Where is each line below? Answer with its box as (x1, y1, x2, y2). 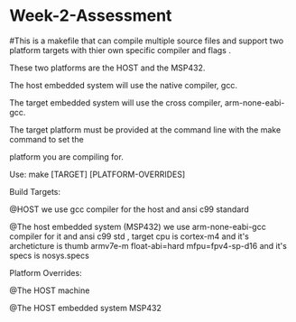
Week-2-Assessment (9, 5, 172, 26)
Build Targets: (9, 186, 61, 197)
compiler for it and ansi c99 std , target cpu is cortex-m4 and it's (9, 231, 250, 242)
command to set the (9, 133, 84, 144)
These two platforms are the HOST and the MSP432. (9, 62, 206, 73)
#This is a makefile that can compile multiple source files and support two (9, 35, 284, 46)
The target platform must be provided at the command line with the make (9, 124, 282, 135)
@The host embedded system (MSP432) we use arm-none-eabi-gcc (9, 221, 266, 232)
